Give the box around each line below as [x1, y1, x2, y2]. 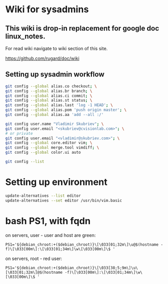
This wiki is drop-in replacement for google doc [5, 24, 159, 33]
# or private [5, 131, 33, 136]
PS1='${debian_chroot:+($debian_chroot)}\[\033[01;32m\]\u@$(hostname [5, 242, 159, 247]
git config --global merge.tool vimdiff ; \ [5, 145, 100, 150]
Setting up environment [5, 176, 108, 188]
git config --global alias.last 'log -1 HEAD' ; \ [5, 103, 113, 108]
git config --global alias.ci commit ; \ [5, 93, 93, 98]
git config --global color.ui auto [5, 150, 81, 155]
